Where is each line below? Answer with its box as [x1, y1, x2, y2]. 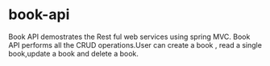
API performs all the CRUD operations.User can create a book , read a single [8, 40, 262, 49]
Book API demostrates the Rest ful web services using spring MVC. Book [8, 32, 251, 41]
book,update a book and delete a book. [8, 49, 139, 58]
